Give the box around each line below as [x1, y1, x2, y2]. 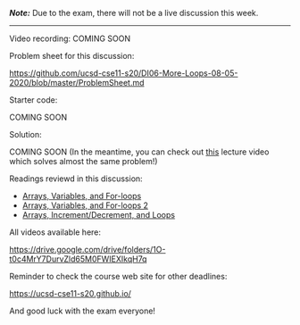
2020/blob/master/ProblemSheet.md [9, 78, 145, 87]
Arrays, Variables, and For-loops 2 [21, 200, 149, 211]
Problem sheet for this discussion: [9, 51, 135, 61]
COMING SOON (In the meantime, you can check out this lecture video [9, 146, 270, 157]
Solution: [9, 129, 42, 139]
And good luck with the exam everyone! [9, 305, 156, 316]
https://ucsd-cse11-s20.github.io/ [9, 288, 132, 298]
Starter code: [9, 95, 58, 105]
